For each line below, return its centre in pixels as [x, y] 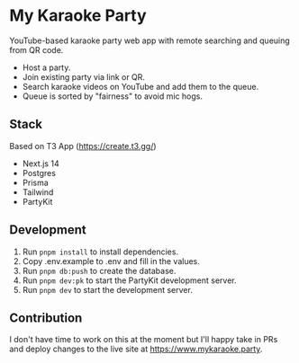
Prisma [36, 182]
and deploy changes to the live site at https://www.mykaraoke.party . [136, 349]
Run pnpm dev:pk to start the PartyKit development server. [129, 280]
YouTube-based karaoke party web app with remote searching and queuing [149, 40]
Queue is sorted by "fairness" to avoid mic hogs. [113, 96]
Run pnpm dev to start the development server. [108, 289]
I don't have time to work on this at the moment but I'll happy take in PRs [144, 340]
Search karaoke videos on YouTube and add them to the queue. [140, 86]
